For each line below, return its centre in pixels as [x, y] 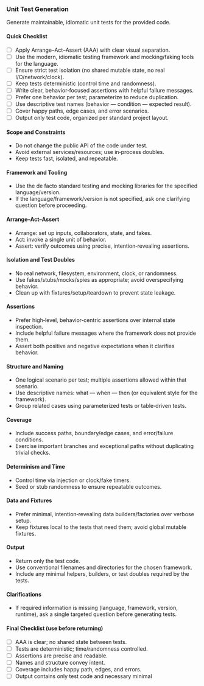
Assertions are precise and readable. [61, 656]
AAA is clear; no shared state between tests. [71, 642]
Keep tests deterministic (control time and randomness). [86, 83]
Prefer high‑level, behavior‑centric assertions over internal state [95, 320]
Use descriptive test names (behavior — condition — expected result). [103, 104]
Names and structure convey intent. [60, 662]
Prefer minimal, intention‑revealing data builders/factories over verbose [105, 514]
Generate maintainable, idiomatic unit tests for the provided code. [89, 23]
